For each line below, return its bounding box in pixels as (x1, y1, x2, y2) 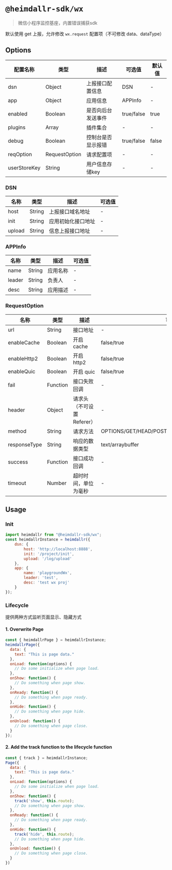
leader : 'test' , (24, 575, 58, 581)
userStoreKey (8, 164, 41, 171)
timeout (8, 479, 27, 487)
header (8, 406, 26, 413)
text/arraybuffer (100, 441, 139, 448)
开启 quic (73, 368, 96, 375)
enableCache (8, 339, 40, 346)
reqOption (8, 150, 32, 158)
